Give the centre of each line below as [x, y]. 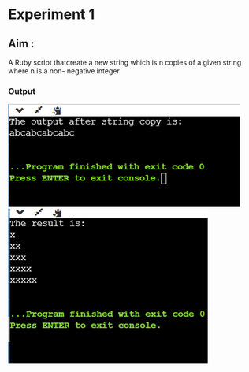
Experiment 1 [52, 15]
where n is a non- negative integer [64, 71]
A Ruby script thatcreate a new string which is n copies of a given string [125, 62]
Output [22, 91]
